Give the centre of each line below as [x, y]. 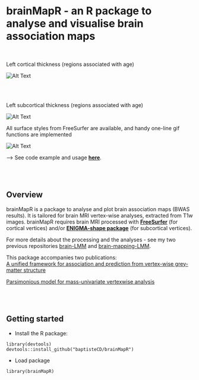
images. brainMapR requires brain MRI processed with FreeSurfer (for [92, 222]
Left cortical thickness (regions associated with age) [70, 64]
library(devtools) [29, 344]
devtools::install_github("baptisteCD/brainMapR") [70, 349]
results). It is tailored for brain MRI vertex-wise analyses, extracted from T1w [99, 215]
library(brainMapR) [30, 371]
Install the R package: [41, 333]
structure [35, 270]
